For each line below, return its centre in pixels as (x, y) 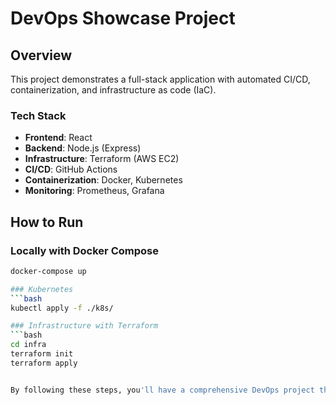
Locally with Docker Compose (84, 250)
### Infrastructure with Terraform (84, 326)
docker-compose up (48, 271)
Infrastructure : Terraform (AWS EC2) (102, 159)
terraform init (42, 354)
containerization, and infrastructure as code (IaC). (113, 90)
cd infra (28, 345)
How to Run (47, 222)
